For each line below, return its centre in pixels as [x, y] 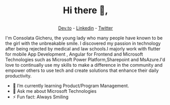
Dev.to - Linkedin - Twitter [86, 28]
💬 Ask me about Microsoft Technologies [54, 91]
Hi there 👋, [86, 10]
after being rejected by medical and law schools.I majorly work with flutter [83, 48]
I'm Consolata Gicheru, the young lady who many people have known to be [84, 38]
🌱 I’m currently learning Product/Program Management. [71, 86]
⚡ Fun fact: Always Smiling [40, 97]
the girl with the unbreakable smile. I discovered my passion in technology [83, 43]
